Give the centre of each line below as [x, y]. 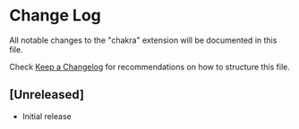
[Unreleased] [47, 95]
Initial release [47, 116]
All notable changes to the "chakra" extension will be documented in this [143, 40]
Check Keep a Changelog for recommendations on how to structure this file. [150, 67]
